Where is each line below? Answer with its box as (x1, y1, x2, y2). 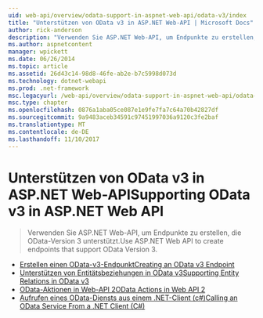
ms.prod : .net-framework (8, 84, 89, 92)
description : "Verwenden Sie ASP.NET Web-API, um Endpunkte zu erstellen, (8, 33, 258, 42)
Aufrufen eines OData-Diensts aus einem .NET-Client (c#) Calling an (19, 293, 238, 302)
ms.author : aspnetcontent (8, 41, 92, 49)
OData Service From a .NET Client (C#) (19, 302, 146, 311)
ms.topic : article (8, 63, 68, 70)
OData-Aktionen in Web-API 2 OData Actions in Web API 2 (19, 285, 206, 295)
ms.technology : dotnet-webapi (8, 77, 107, 85)
